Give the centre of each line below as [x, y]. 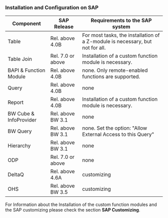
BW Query [20, 131]
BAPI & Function [27, 70]
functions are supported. [111, 77]
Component [26, 24]
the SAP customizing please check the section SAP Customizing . [73, 210]
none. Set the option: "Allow [115, 128]
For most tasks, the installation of [121, 35]
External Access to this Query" [118, 135]
